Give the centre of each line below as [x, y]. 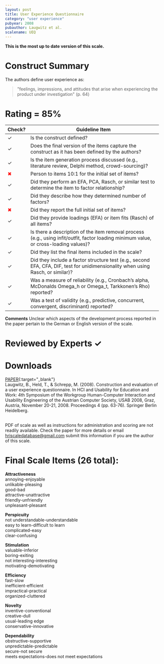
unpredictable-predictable [31, 646]
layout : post [18, 10]
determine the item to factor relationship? [78, 188]
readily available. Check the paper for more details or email [64, 430]
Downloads [29, 366]
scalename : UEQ [20, 32]
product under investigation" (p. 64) [53, 94]
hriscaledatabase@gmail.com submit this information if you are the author [80, 435]
